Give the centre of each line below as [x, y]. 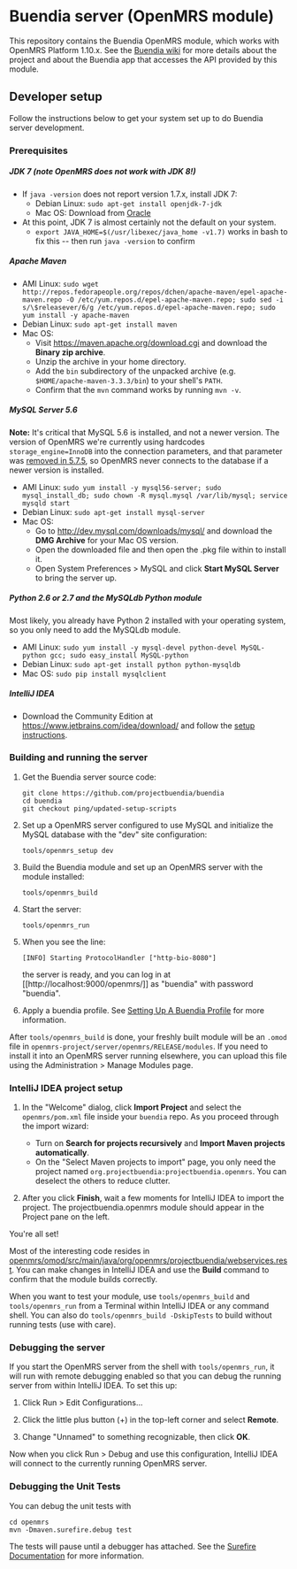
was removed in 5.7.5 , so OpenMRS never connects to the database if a [139, 460]
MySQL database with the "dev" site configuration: [114, 834]
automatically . [62, 1153]
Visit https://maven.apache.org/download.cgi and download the [151, 342]
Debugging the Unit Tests [65, 1487]
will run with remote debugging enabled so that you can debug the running [145, 1376]
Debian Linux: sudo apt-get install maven [99, 324]
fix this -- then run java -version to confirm [115, 241]
